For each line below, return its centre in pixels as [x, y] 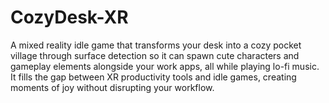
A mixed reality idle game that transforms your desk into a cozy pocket [156, 45]
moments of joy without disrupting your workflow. [112, 87]
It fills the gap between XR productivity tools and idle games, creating [153, 77]
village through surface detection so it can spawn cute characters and [155, 55]
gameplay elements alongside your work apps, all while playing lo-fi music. [165, 66]
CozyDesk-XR [69, 17]
